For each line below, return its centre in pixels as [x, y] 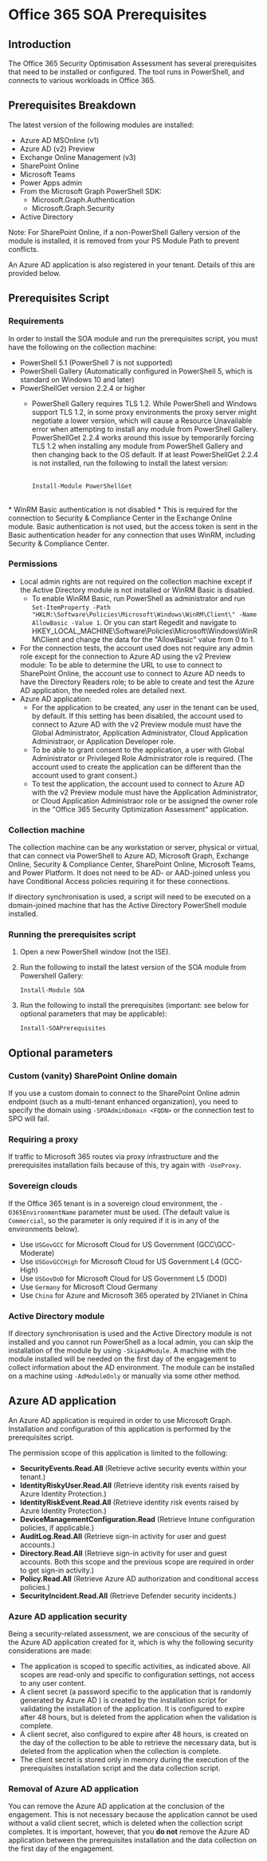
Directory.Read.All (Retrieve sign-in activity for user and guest [123, 1553]
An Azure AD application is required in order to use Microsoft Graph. [120, 1420]
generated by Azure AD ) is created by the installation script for [124, 1700]
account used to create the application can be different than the [136, 767]
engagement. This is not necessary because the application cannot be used [133, 1815]
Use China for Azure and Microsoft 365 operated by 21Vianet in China [134, 1295]
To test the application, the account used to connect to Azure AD [138, 783]
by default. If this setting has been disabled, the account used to [137, 715]
